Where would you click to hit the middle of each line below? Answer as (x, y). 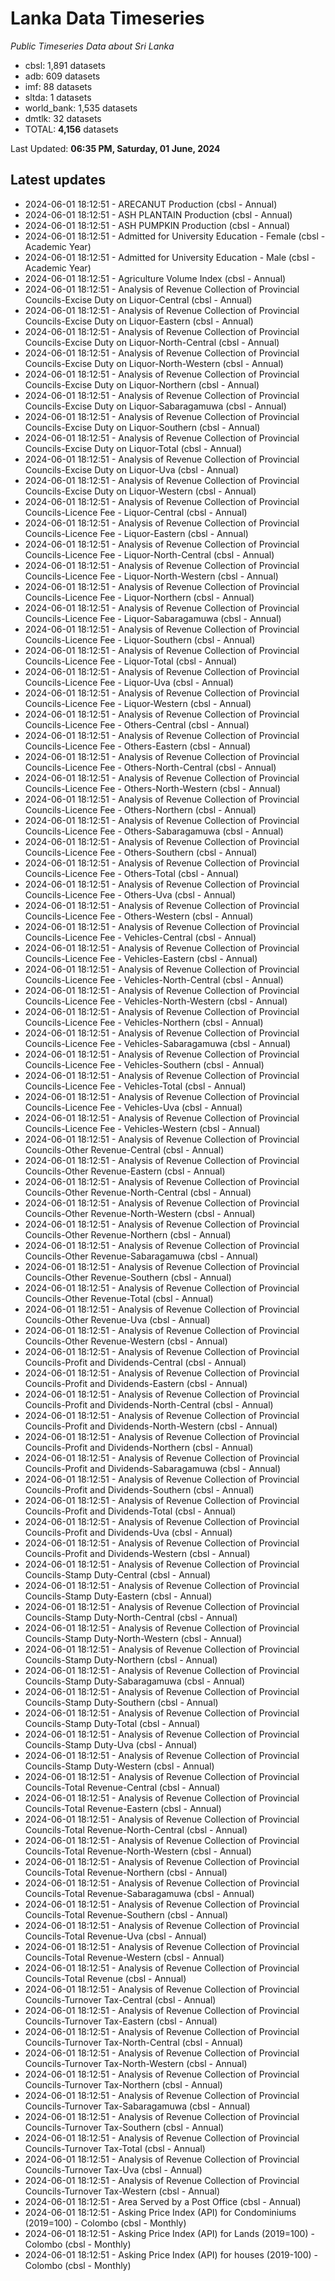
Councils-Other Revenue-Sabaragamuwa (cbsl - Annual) (141, 1256)
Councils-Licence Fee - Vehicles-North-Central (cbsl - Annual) (154, 979)
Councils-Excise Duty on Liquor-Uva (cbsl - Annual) (132, 469)
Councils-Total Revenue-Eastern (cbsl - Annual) (123, 1808)
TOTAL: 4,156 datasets (71, 129)
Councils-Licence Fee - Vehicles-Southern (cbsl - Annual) (144, 1064)
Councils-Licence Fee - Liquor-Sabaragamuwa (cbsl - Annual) (153, 618)
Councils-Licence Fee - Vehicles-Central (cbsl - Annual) (140, 937)
